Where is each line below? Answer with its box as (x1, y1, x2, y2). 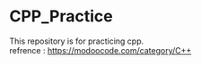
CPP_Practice (9, 6, 114, 27)
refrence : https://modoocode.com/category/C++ (9, 45, 192, 55)
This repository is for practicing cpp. (9, 36, 144, 46)
